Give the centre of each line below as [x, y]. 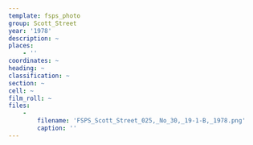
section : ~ [27, 83]
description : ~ [34, 38]
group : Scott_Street [43, 23]
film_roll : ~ [30, 98]
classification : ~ [39, 76]
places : [21, 46]
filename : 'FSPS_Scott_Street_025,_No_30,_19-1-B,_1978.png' [142, 121]
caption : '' [57, 128]
